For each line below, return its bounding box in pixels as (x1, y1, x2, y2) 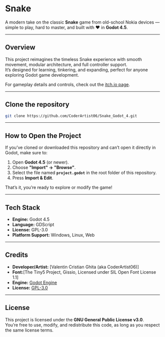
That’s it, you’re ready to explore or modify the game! (5, 185, 113, 191)
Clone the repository (5, 100, 70, 109)
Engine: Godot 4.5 (12, 217, 50, 223)
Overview (5, 43, 36, 52)
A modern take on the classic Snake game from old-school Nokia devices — (5, 19, 160, 25)
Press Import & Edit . (12, 175, 54, 181)
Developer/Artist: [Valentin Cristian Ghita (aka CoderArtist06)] (12, 264, 139, 270)
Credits (5, 251, 28, 259)
